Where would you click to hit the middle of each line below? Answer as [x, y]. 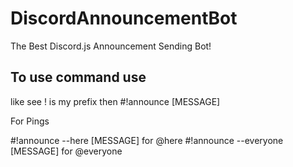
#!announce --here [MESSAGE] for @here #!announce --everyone [147, 140]
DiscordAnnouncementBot [124, 18]
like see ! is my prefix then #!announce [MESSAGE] [115, 101]
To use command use [78, 77]
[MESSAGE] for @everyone [66, 151]
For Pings [30, 121]
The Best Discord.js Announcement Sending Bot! [111, 46]
